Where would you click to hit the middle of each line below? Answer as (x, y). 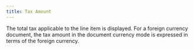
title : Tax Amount (29, 11)
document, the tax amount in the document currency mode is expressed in (97, 34)
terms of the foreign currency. (43, 41)
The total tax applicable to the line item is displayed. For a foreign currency (97, 28)
